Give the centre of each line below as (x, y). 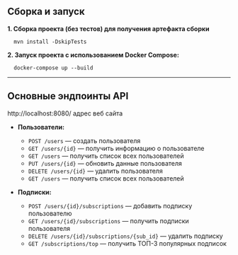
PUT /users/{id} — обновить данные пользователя (105, 163)
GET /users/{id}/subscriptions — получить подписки (108, 221)
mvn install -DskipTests (50, 42)
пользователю (50, 213)
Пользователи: (41, 127)
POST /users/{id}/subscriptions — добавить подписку (110, 205)
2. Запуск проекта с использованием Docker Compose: (93, 55)
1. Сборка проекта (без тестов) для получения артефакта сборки (108, 28)
